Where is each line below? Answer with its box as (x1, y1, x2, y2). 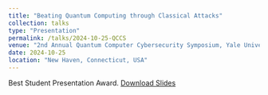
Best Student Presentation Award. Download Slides (8, 77, 176, 88)
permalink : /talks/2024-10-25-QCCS (8, 34, 127, 42)
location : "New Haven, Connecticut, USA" (8, 57, 148, 65)
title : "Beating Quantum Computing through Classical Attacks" (8, 11, 223, 20)
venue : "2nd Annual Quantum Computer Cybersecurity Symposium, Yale (8, 42, 241, 49)
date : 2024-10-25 (8, 49, 66, 57)
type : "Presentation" (8, 26, 81, 34)
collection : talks (8, 19, 69, 27)
